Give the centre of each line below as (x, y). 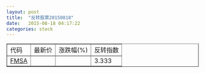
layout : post (23, 12)
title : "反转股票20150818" (40, 18)
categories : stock (30, 29)
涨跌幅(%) (74, 50)
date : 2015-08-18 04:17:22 (43, 23)
